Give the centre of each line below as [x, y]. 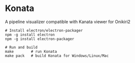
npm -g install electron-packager [40, 39]
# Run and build [21, 47]
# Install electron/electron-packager [44, 30]
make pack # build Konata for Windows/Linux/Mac [57, 56]
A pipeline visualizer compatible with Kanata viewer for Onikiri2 [68, 22]
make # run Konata [31, 51]
